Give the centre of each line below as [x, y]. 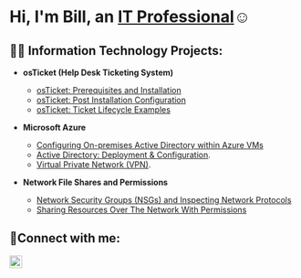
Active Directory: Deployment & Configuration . [124, 155]
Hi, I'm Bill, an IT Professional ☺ [130, 17]
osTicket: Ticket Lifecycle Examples [104, 110]
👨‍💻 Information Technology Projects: [116, 51]
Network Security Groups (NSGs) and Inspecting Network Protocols [164, 200]
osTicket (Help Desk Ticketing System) [98, 72]
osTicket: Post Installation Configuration [111, 100]
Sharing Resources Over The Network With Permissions [141, 209]
